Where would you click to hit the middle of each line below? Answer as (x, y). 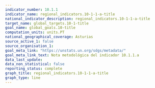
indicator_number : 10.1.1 (31, 10)
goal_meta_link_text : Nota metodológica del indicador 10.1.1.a (72, 55)
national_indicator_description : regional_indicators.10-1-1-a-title (78, 19)
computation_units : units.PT (35, 32)
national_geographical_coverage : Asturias (49, 37)
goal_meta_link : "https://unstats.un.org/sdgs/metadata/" (65, 50)
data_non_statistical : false (35, 64)
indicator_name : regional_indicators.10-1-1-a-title (60, 14)
